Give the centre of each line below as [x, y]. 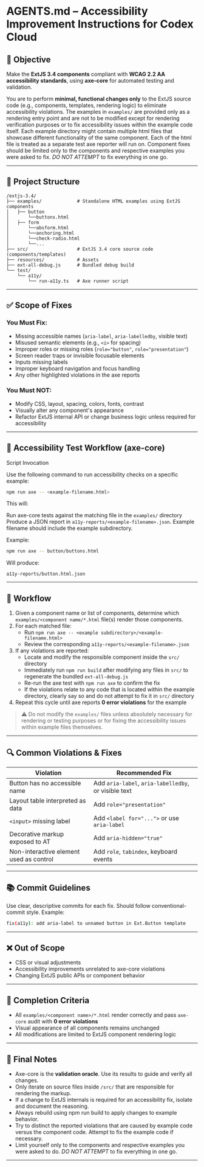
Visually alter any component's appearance [70, 410]
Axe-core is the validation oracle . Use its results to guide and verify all [104, 1074]
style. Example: [46, 912]
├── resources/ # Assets [53, 260]
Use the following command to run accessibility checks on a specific [92, 474]
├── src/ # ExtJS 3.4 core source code [80, 249]
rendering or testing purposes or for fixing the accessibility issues [104, 721]
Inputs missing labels [41, 362]
